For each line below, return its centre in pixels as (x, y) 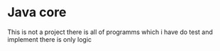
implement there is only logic (50, 39)
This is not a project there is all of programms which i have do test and (110, 32)
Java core (37, 12)
